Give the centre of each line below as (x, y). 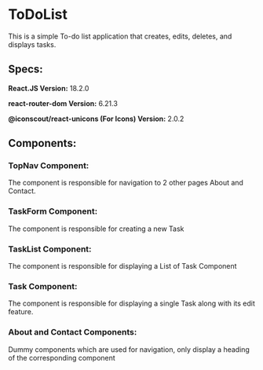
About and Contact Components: (73, 332)
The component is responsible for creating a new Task (96, 229)
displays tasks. (32, 44)
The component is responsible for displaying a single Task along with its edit (131, 303)
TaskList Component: (50, 249)
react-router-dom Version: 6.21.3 (63, 103)
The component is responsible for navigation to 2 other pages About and (126, 183)
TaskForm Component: (53, 211)
